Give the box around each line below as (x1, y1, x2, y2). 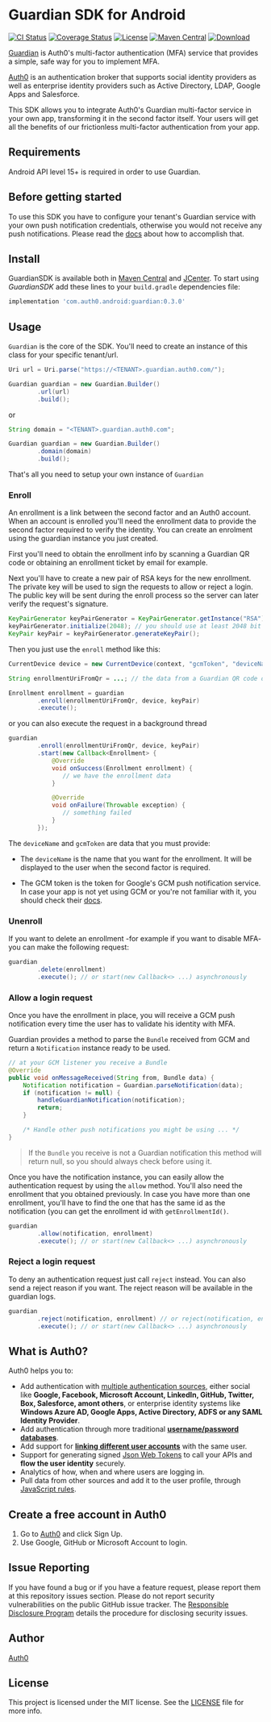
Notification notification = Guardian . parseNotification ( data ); (23, 1081, 244, 1090)
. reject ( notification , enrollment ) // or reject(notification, (37, 1315, 254, 1323)
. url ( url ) (37, 387, 70, 396)
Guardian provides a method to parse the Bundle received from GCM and (8, 1035, 250, 1044)
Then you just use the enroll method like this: (8, 644, 161, 654)
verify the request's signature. (8, 599, 109, 609)
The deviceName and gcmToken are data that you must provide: (8, 838, 211, 848)
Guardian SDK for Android (8, 6, 186, 24)
